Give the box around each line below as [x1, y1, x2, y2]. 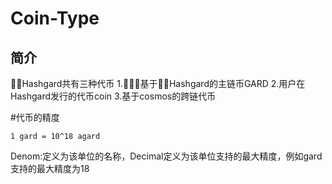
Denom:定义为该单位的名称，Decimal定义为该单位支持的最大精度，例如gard [10, 150, 323, 162]
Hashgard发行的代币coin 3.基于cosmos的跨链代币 [10, 90, 217, 102]
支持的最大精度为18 [10, 163, 90, 174]
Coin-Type [10, 7, 100, 30]
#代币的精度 [10, 112, 60, 123]
